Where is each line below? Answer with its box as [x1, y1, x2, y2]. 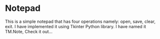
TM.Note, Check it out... [5, 29, 53, 34]
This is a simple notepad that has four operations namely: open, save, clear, [5, 19, 156, 24]
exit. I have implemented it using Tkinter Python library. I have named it [5, 23, 146, 29]
